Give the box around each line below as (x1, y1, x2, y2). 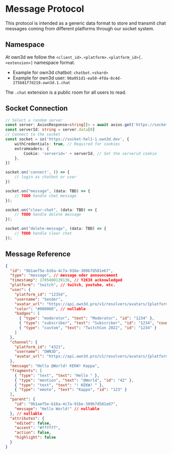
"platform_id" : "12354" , (14, 292, 68, 297)
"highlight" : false (14, 435, 56, 440)
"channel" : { (10, 339, 38, 345)
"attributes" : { (10, 416, 45, 421)
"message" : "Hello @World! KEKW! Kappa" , (10, 363, 100, 368)
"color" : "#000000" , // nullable (14, 306, 86, 312)
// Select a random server (5, 117, 63, 123)
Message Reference (5, 250, 71, 259)
